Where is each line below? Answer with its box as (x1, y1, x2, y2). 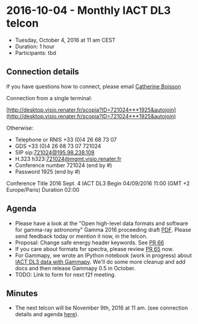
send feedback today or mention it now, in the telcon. (14, 232, 148, 240)
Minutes (6, 288, 38, 299)
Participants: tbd (14, 49, 56, 56)
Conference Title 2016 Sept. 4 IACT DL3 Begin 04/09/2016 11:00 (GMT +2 (6, 179, 190, 187)
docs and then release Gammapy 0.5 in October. (14, 264, 136, 272)
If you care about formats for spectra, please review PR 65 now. (14, 245, 174, 252)
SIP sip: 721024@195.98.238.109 (14, 148, 95, 156)
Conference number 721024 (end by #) (14, 161, 113, 169)
